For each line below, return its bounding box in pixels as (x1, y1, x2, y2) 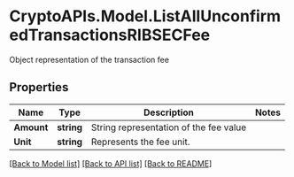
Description (143, 106, 195, 119)
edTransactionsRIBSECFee (9, 25, 211, 45)
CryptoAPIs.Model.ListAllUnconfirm (9, 6, 282, 27)
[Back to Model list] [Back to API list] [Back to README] (9, 158, 213, 169)
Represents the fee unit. (90, 135, 190, 148)
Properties (9, 80, 69, 95)
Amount (13, 121, 49, 134)
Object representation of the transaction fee (9, 54, 170, 65)
